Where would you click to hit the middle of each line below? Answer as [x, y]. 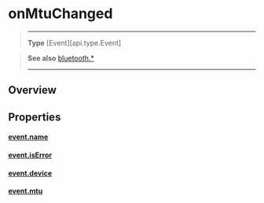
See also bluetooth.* [60, 58]
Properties [35, 117]
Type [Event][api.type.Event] [74, 42]
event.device [30, 173]
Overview [33, 90]
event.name [28, 137]
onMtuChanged [60, 14]
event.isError [30, 155]
